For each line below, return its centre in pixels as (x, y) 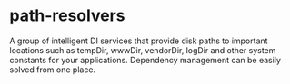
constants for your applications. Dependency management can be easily (145, 60)
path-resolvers (67, 16)
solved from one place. (53, 70)
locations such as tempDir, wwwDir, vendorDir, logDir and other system (143, 50)
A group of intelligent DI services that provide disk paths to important (139, 41)
